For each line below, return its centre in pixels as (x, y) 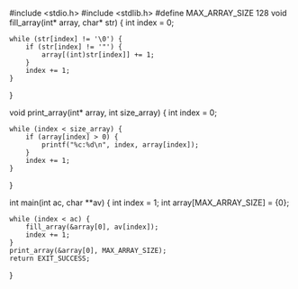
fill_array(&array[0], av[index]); (92, 227)
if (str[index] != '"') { (74, 47)
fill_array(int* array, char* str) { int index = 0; (92, 23)
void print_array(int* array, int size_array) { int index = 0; (113, 113)
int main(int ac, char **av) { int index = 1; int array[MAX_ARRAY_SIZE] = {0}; (149, 203)
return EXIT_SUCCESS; (50, 258)
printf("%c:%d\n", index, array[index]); (121, 145)
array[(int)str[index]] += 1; (98, 55)
